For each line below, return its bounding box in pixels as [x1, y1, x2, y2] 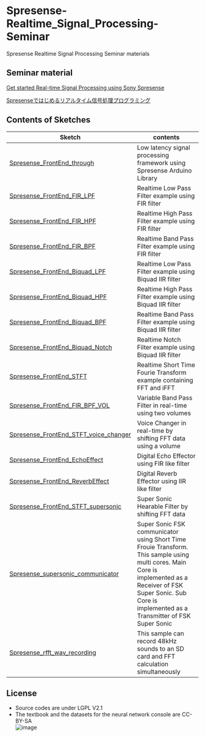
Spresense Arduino [137, 166, 192, 174]
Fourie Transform [137, 368, 187, 376]
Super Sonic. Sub [137, 588, 187, 597]
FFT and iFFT [137, 383, 175, 392]
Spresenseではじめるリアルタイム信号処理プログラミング [6, 96, 151, 104]
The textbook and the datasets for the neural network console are [15, 711, 181, 718]
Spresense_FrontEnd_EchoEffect [9, 455, 104, 464]
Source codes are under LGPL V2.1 [15, 705, 103, 712]
